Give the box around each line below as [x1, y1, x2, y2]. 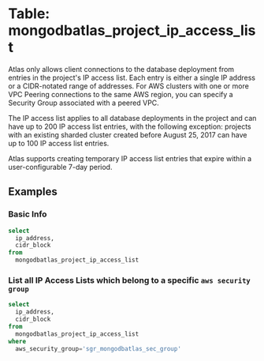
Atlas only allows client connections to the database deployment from [8, 64, 235, 73]
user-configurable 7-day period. [8, 162, 113, 171]
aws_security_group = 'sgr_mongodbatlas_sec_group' [15, 344, 181, 352]
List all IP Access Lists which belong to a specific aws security [8, 274, 251, 285]
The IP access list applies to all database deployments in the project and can [8, 113, 257, 122]
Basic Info [8, 209, 47, 220]
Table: [8, 5, 50, 23]
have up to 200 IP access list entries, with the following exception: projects [8, 122, 251, 131]
